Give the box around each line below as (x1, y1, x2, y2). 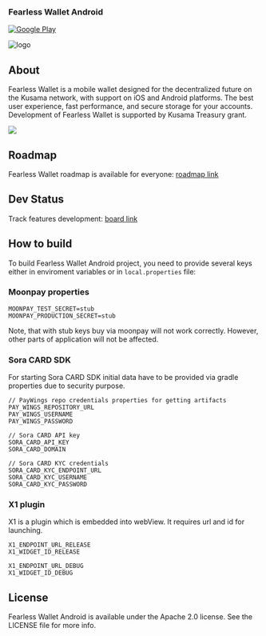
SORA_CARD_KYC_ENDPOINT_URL (8, 466, 102, 474)
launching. (8, 526, 43, 535)
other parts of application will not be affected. (8, 334, 159, 344)
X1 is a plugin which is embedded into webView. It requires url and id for (8, 517, 245, 526)
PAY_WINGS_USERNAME (8, 410, 73, 418)
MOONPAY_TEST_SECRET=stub (8, 305, 94, 313)
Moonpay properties (8, 286, 89, 298)
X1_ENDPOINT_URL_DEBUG (8, 562, 84, 570)
